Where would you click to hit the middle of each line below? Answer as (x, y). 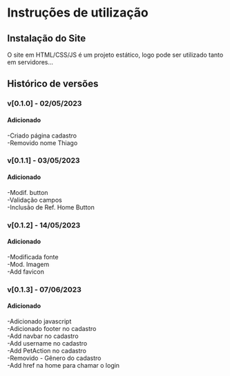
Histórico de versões (53, 84)
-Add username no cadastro (47, 343)
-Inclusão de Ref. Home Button (51, 207)
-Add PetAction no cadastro (47, 350)
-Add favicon (26, 272)
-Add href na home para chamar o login (63, 365)
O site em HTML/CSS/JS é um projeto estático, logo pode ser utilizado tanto (115, 55)
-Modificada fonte (33, 256)
